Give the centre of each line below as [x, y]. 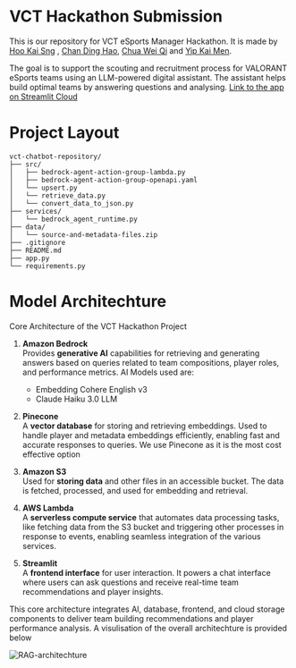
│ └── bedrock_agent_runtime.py [74, 219]
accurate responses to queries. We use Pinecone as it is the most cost [152, 444]
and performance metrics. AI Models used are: [108, 372]
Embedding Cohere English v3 [91, 389]
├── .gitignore [38, 242]
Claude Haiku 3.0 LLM [76, 399]
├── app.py [30, 258]
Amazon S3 [44, 471]
